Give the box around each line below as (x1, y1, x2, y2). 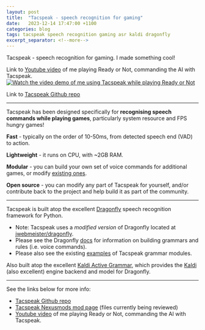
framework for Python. (6, 212, 63, 219)
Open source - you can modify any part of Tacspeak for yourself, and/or (6, 181, 189, 188)
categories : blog (6, 26, 51, 32)
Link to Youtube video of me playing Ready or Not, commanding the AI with (6, 66, 195, 73)
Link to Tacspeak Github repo (6, 91, 81, 98)
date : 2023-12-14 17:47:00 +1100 (6, 20, 97, 26)
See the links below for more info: (6, 285, 91, 293)
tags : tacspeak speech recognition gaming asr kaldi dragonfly (6, 32, 171, 38)
